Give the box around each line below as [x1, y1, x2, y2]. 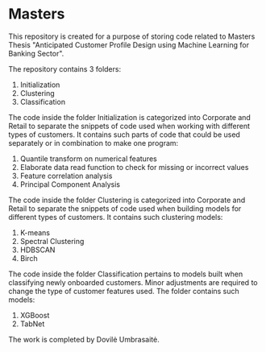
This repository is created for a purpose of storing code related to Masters [8, 31, 256, 41]
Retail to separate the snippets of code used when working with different [8, 121, 251, 130]
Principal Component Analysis [19, 179, 121, 189]
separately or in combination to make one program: [8, 138, 179, 147]
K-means [19, 227, 51, 238]
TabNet [19, 319, 45, 329]
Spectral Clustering [19, 236, 85, 246]
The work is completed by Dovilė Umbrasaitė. [8, 334, 160, 344]
